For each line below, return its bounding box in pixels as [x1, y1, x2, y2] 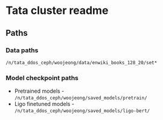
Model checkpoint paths [5, 73, 79, 82]
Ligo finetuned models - [14, 101, 75, 108]
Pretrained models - [14, 87, 65, 95]
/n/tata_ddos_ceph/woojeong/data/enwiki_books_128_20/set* [5, 59, 158, 65]
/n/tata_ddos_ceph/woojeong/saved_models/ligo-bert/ [14, 108, 150, 114]
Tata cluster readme [5, 4, 109, 18]
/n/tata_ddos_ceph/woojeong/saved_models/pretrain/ [14, 95, 147, 101]
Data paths [5, 46, 39, 55]
